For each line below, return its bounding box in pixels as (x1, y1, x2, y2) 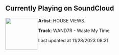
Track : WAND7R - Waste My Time (38, 28, 110, 34)
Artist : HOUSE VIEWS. (38, 17, 86, 23)
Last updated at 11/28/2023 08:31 (38, 37, 109, 43)
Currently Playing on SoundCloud (5, 4, 114, 13)
